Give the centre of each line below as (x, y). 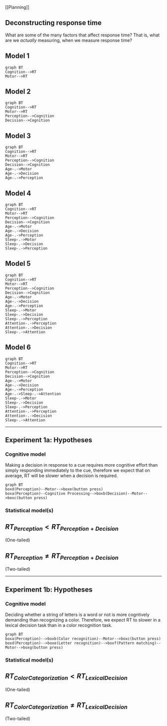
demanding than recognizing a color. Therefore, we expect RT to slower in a (83, 620)
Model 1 (17, 56)
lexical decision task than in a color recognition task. (59, 625)
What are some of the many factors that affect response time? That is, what (83, 35)
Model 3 (18, 136)
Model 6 (18, 348)
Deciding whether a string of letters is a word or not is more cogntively (78, 615)
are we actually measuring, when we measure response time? (69, 40)
